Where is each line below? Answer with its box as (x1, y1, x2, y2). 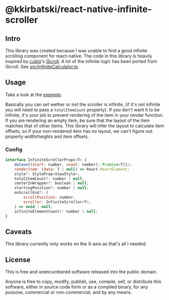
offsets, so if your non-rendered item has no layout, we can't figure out (5, 128, 153, 134)
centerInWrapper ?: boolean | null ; (14, 181, 89, 186)
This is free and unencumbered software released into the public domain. (5, 269, 158, 275)
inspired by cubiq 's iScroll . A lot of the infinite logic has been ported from (5, 58, 157, 64)
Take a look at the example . (5, 92, 63, 98)
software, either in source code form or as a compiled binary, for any (5, 284, 148, 290)
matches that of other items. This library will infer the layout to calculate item (5, 122, 164, 129)
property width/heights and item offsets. (5, 133, 89, 139)
